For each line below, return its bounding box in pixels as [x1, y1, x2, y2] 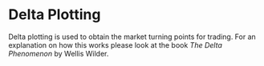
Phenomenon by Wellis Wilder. [8, 49, 109, 58]
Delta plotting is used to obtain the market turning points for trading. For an [8, 32, 257, 41]
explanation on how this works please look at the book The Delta [8, 40, 222, 49]
